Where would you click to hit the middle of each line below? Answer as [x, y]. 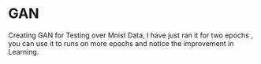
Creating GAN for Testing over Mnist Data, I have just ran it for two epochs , [131, 35]
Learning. [24, 52]
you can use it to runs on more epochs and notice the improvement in [121, 43]
